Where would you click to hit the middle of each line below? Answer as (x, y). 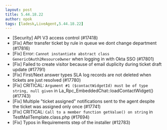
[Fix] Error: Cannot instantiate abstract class (61, 54)
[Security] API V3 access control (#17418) (55, 38)
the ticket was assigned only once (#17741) (57, 107)
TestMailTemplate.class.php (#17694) (51, 117)
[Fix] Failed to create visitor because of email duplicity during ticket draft (87, 64)
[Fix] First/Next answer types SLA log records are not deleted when (82, 75)
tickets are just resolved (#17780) (47, 80)
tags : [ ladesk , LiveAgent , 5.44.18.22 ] (44, 24)
